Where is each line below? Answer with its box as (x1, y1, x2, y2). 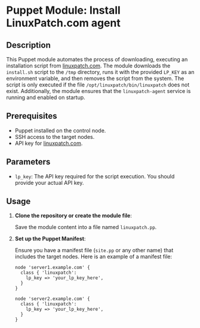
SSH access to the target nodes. (14, 133, 95, 140)
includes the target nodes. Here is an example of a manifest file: (14, 253, 172, 260)
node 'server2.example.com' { (14, 296, 91, 302)
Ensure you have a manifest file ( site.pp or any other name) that (14, 247, 174, 254)
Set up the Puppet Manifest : (14, 235, 86, 242)
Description (6, 40, 51, 50)
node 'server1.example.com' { (14, 265, 91, 271)
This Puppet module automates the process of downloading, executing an (6, 56, 188, 63)
